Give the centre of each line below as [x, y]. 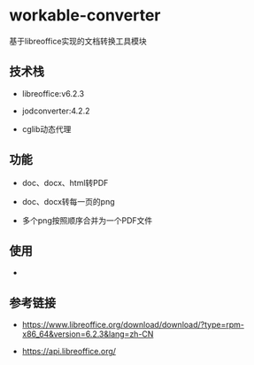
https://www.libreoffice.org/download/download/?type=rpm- [133, 325]
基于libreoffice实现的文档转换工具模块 [78, 41]
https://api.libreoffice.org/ [69, 352]
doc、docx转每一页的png [68, 201]
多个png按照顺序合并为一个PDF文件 [87, 220]
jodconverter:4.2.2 [56, 111]
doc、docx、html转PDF [65, 182]
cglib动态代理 [46, 128]
